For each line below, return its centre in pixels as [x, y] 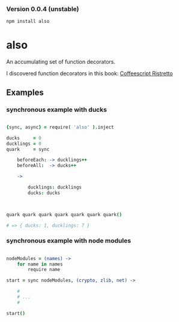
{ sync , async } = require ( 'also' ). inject [60, 127]
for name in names [40, 264]
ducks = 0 [24, 138]
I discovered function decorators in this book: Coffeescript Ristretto [89, 73]
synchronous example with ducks [56, 109]
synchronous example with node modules [68, 241]
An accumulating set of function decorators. [61, 62]
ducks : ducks [44, 193]
